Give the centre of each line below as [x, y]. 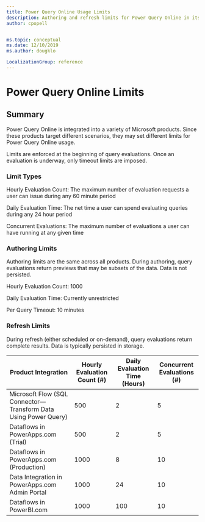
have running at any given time [45, 233]
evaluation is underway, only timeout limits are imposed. [77, 160]
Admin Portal [28, 492]
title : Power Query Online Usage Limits [59, 12]
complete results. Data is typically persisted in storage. [75, 346]
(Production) [27, 467]
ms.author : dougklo [31, 51]
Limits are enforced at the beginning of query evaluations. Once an [90, 154]
